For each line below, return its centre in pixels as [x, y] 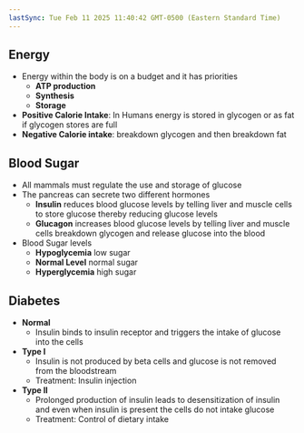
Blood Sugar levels [57, 243]
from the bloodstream [76, 371]
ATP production [65, 86]
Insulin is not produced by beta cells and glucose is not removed [156, 361]
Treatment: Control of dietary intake [102, 419]
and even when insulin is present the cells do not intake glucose [155, 409]
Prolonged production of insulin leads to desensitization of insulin [157, 400]
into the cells [59, 342]
